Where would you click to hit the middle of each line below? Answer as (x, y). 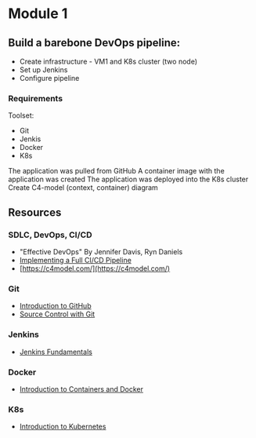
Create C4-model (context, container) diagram (83, 188)
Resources (35, 212)
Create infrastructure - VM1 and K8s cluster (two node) (108, 61)
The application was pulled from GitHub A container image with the (116, 171)
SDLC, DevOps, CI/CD (50, 235)
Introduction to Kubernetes (63, 427)
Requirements (36, 98)
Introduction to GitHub (55, 306)
